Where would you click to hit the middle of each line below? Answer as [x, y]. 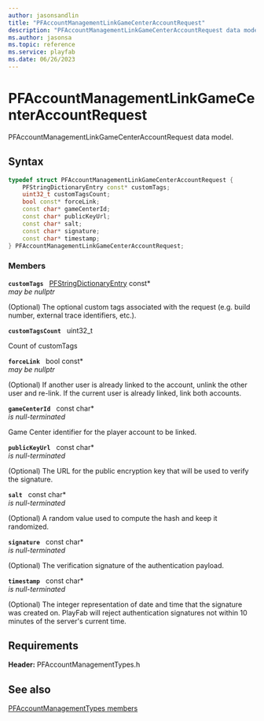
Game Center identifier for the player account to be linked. [103, 432]
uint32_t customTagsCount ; [66, 195]
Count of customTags [43, 346]
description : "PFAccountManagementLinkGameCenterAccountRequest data [125, 30]
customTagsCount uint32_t [50, 330]
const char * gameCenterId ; [66, 210]
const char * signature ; [61, 231]
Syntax [26, 162]
